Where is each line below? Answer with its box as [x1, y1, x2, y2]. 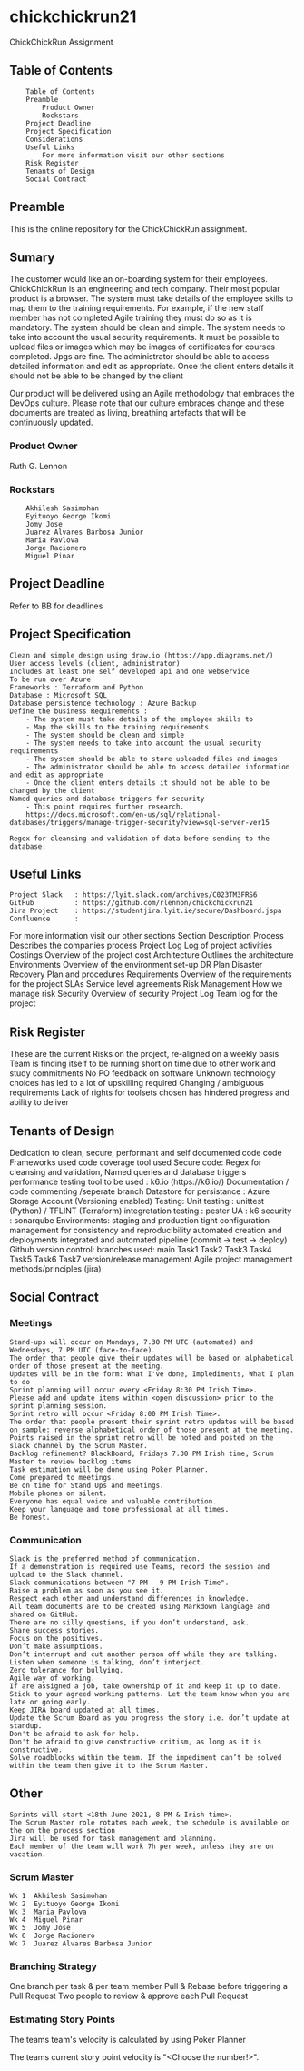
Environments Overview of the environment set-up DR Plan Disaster [9, 960, 263, 970]
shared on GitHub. [9, 1610, 79, 1620]
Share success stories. [9, 1626, 100, 1635]
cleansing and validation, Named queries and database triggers [9, 1167, 247, 1178]
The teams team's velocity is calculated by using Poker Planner [9, 2034, 247, 2045]
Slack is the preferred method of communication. [9, 1554, 201, 1563]
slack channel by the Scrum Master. [9, 1441, 148, 1450]
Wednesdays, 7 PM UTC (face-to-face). [9, 1345, 156, 1354]
